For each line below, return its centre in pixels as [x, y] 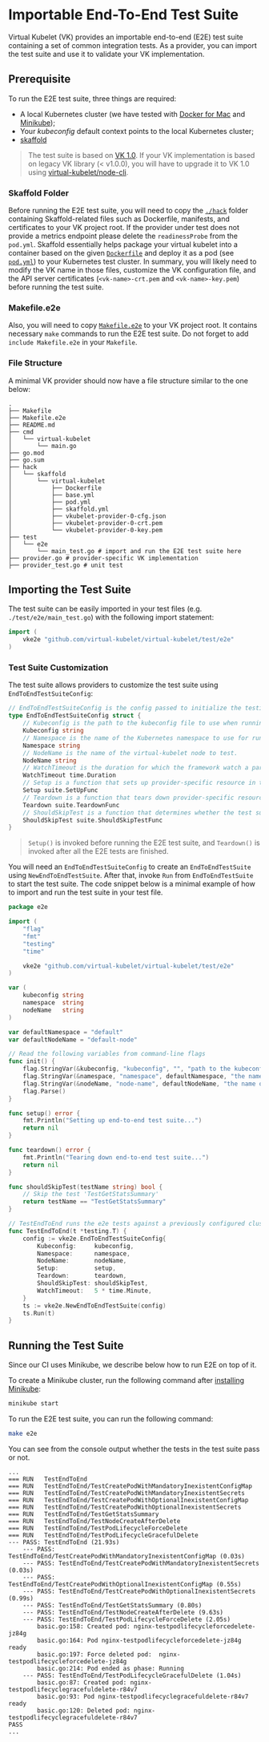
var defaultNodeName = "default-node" [73, 1040]
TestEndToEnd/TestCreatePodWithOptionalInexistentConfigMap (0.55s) [125, 1584]
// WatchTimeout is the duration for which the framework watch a [136, 768]
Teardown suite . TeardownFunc [71, 805]
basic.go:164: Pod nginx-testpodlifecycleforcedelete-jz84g [139, 1640]
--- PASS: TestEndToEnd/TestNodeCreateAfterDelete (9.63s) [123, 1612]
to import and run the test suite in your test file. [86, 892]
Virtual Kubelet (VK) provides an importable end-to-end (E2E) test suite [126, 37]
